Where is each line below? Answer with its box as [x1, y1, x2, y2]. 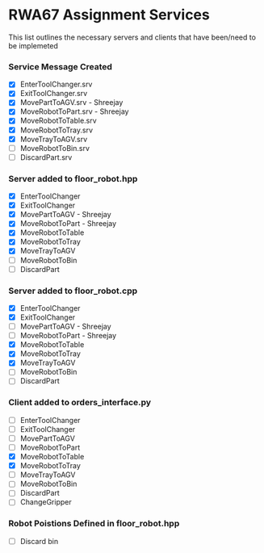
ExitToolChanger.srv [19, 89, 88, 98]
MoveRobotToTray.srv [19, 125, 94, 135]
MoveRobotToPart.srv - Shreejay [19, 107, 129, 116]
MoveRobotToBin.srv [19, 143, 90, 153]
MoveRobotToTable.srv [19, 115, 97, 126]
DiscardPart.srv [19, 152, 73, 162]
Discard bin [19, 536, 59, 546]
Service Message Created [8, 61, 113, 72]
